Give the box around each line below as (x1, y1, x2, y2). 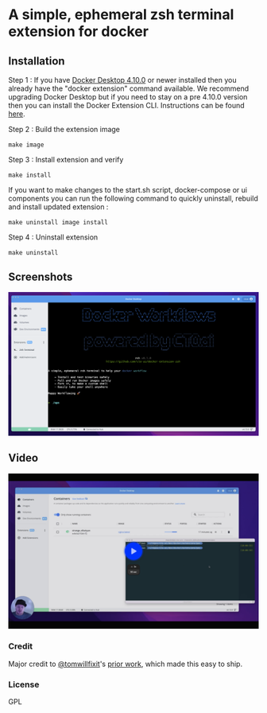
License (8, 679, 40, 690)
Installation (8, 54, 65, 68)
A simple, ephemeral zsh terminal (8, 6, 234, 24)
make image (8, 141, 44, 149)
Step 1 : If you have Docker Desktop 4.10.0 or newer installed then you (8, 76, 237, 84)
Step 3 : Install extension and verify (8, 155, 124, 164)
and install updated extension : (8, 202, 109, 212)
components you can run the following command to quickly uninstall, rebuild (8, 193, 258, 203)
